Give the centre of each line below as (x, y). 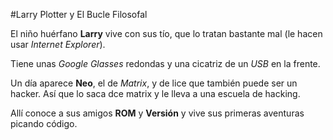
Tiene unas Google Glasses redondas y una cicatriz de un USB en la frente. (165, 63)
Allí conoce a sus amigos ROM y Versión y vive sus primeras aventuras (157, 113)
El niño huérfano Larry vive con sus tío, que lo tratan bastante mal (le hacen (166, 33)
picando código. (44, 123)
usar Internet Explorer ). (58, 44)
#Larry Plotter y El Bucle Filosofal (79, 14)
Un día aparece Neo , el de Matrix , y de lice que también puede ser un (154, 83)
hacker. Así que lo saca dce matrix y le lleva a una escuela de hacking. (155, 93)
